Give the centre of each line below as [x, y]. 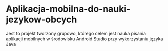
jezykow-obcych [41, 20]
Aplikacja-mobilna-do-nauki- [68, 9]
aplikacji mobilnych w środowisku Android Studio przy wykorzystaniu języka [85, 39]
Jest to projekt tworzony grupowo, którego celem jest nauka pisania [76, 33]
